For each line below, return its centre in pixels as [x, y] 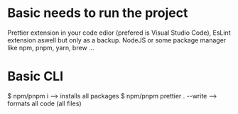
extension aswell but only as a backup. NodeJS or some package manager [117, 40]
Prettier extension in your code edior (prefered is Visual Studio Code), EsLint [119, 33]
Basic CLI [36, 76]
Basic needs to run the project [98, 13]
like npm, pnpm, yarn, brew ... [51, 47]
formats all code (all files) [44, 103]
